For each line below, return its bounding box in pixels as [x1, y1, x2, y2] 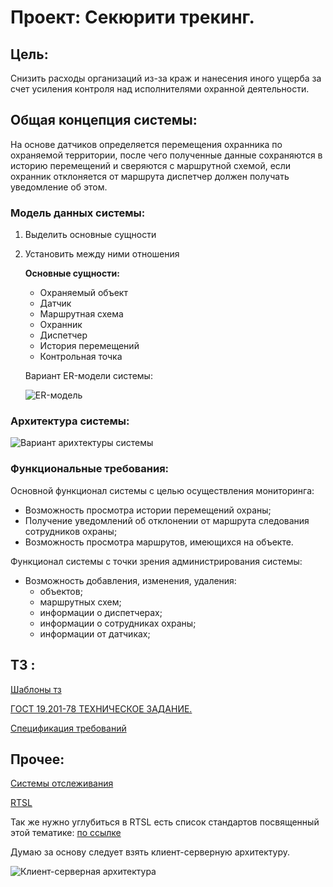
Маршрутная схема [39, 308, 124, 320]
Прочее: [10, 751, 65, 768]
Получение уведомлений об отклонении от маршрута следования [24, 514, 310, 526]
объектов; [39, 585, 83, 597]
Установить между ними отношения [24, 248, 180, 260]
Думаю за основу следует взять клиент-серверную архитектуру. [10, 846, 291, 858]
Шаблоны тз [10, 683, 62, 695]
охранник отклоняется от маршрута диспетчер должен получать [10, 170, 290, 182]
